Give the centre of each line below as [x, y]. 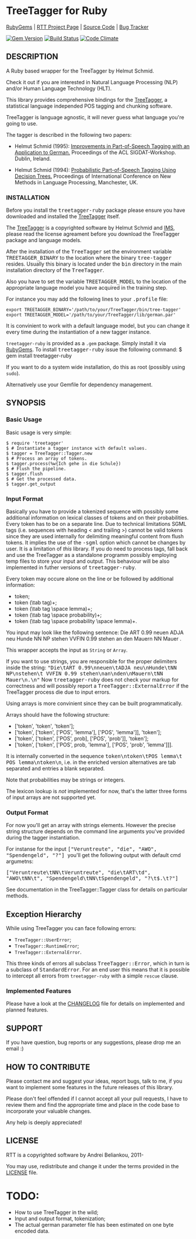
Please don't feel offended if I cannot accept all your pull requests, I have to [97, 1099]
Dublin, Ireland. [33, 159]
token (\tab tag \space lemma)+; [53, 609]
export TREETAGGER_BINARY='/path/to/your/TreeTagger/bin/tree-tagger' [94, 310]
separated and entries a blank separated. [55, 769]
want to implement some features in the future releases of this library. [90, 1087]
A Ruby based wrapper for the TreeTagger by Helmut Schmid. [80, 71]
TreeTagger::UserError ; [43, 939]
